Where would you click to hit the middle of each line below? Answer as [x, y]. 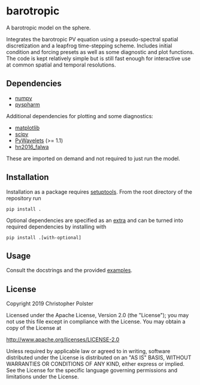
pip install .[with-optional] [44, 237]
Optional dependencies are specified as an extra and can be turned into [95, 220]
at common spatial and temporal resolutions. [61, 65]
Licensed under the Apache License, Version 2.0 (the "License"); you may [98, 315]
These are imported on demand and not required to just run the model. [93, 158]
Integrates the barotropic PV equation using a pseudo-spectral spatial [92, 39]
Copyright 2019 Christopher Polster [50, 303]
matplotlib [27, 128]
